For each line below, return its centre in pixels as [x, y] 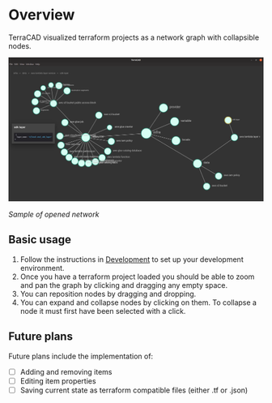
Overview [42, 15]
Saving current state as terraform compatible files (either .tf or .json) [134, 390]
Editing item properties [58, 381]
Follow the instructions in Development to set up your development [132, 259]
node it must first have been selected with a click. [103, 311]
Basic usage [40, 240]
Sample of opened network [54, 214]
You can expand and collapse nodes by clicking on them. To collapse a [138, 302]
